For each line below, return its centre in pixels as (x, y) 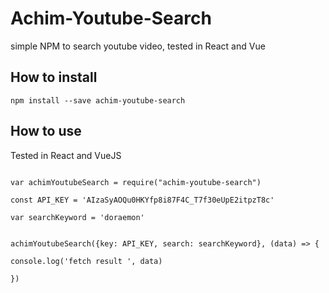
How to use (46, 131)
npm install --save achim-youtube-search (98, 100)
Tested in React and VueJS (66, 155)
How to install (54, 77)
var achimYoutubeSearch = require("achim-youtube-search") (136, 182)
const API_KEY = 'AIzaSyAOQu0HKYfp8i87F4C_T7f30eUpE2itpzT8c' (142, 200)
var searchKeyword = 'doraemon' (77, 217)
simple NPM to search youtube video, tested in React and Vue (138, 46)
